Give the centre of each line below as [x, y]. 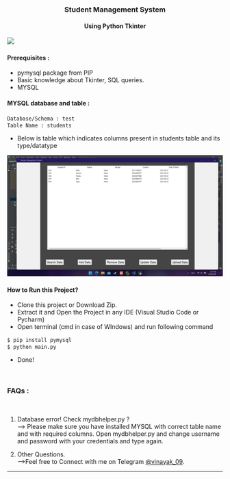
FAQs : [18, 391]
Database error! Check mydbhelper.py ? [73, 419]
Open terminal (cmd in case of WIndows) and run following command [115, 327]
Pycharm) [31, 319]
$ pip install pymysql [39, 341]
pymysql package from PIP [55, 73]
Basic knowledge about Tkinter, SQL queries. [80, 80]
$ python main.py [32, 347]
